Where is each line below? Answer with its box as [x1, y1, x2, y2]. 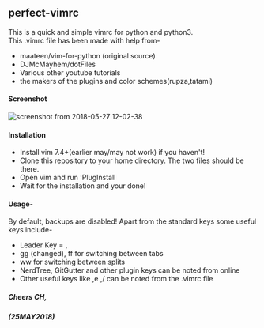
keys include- [8, 225, 53, 235]
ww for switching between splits [19, 257, 125, 267]
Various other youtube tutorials [19, 67, 121, 77]
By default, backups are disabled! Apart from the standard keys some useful [8, 217, 257, 226]
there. [19, 164, 40, 174]
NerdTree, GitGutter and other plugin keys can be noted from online [19, 266, 240, 275]
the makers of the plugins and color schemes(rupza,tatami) [19, 76, 213, 85]
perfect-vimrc [8, 6, 79, 20]
